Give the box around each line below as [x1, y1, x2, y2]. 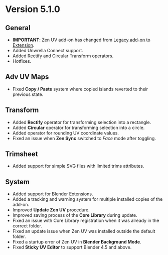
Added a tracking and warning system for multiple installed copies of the [12, 196, 163, 202]
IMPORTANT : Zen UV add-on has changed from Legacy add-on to [12, 37, 150, 43]
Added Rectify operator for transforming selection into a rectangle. [12, 119, 151, 125]
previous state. [12, 91, 44, 97]
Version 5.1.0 [5, 4, 60, 15]
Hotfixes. [12, 58, 32, 64]
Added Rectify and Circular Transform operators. [12, 53, 114, 59]
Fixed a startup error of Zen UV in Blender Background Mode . [12, 239, 141, 245]
